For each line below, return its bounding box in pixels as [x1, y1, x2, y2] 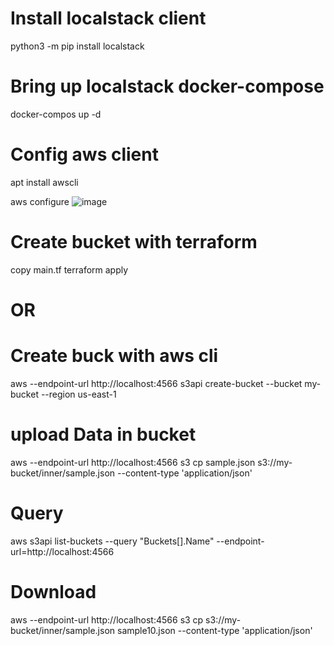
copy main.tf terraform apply [10, 263, 129, 276]
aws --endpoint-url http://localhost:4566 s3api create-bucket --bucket [10, 377, 303, 389]
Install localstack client [10, 7, 207, 30]
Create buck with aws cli [10, 345, 219, 367]
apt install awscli [10, 176, 79, 188]
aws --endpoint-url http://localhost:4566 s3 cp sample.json [10, 456, 256, 468]
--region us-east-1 [40, 388, 117, 400]
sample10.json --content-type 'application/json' [117, 624, 313, 636]
